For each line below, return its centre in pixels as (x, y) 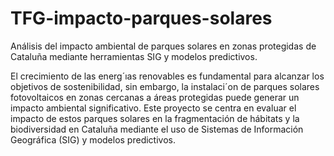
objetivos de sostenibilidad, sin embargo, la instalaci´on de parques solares (165, 86)
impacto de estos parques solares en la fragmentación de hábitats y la (155, 118)
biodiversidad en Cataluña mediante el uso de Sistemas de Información (157, 129)
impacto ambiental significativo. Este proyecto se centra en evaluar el (153, 108)
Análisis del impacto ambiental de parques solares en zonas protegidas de (163, 46)
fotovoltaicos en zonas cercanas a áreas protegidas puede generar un (155, 97)
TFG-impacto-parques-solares (141, 18)
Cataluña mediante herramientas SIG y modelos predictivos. (134, 56)
